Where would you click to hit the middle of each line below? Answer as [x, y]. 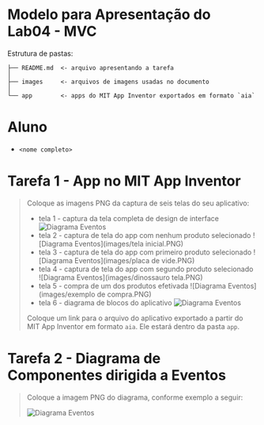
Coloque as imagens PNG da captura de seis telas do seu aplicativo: [138, 203]
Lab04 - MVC [52, 31]
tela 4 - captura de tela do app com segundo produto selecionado [146, 269]
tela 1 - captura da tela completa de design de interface [128, 218]
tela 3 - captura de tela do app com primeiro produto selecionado [145, 252]
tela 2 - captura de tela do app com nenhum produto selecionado [145, 235]
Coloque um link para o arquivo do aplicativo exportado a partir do [135, 318]
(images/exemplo [67, 294]
